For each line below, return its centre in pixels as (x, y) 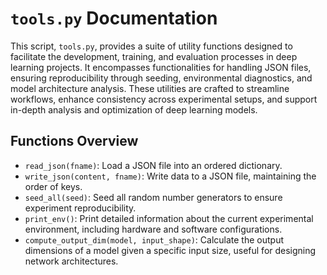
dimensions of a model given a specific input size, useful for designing (170, 250)
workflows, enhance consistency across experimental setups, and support (164, 99)
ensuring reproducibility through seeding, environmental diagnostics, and (161, 78)
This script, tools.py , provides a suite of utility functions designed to (151, 46)
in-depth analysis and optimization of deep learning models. (134, 109)
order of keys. (53, 186)
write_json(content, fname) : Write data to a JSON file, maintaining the (170, 176)
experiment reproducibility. (80, 208)
